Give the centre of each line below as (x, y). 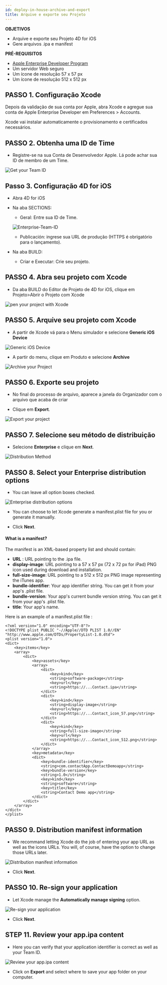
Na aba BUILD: (27, 252)
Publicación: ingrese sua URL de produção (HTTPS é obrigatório (86, 236)
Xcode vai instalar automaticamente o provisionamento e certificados (77, 122)
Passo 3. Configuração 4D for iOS (58, 186)
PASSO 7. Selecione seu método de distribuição (80, 435)
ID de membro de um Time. (40, 160)
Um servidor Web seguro (38, 69)
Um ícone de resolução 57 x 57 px (48, 74)
